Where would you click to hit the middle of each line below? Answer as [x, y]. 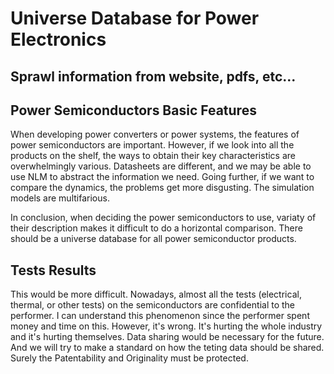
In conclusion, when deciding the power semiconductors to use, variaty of [163, 218]
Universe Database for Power [135, 18]
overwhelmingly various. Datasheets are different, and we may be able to [161, 166]
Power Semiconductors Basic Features [133, 110]
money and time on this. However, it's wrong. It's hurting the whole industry [166, 326]
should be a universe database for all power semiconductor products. [153, 239]
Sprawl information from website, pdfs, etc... [153, 76]
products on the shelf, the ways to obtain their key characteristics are [153, 156]
